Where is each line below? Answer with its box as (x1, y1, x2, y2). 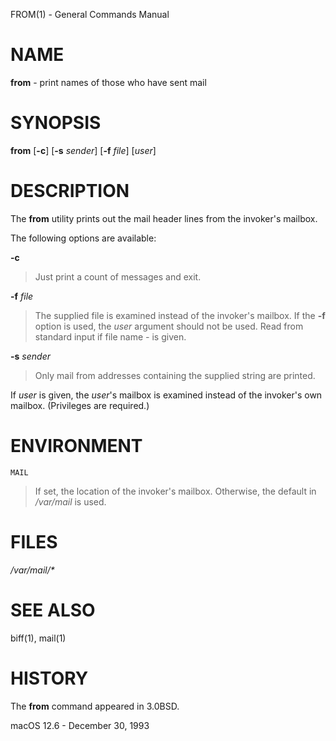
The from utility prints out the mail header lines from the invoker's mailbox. (10, 212, 318, 224)
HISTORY (10, 667, 89, 689)
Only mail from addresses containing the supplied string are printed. (34, 369, 316, 381)
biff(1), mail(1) (10, 632, 67, 644)
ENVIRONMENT (10, 435, 143, 457)
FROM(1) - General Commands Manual (10, 9, 170, 20)
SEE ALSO (10, 599, 96, 621)
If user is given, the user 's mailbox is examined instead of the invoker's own (10, 389, 323, 401)
